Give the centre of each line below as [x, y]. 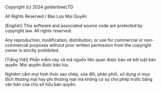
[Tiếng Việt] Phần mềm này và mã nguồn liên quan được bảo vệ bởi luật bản [80, 59]
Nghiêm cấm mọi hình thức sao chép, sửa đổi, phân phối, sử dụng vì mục [78, 74]
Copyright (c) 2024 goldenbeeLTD [39, 7]
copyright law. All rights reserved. [38, 31]
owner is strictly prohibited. [32, 50]
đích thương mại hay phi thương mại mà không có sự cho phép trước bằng [79, 79]
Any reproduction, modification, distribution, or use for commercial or [74, 40]
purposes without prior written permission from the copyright [90, 45]
